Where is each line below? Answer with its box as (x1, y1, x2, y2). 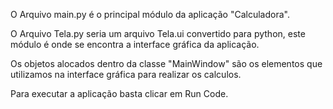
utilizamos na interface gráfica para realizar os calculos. (10, 69, 242, 80)
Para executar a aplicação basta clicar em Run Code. (10, 88, 229, 99)
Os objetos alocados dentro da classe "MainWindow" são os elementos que (10, 58, 323, 69)
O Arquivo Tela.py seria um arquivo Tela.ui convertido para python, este (10, 28, 306, 39)
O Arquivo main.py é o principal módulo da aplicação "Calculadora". (10, 9, 290, 20)
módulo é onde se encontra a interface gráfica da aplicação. (10, 39, 260, 50)
